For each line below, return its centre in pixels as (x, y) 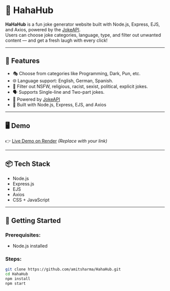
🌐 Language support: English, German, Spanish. (63, 81)
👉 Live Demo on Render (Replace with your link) (56, 141)
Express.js (23, 184)
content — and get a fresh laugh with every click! (56, 40)
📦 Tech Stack (28, 164)
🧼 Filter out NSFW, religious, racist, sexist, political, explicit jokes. (80, 86)
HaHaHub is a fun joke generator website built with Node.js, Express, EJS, (83, 24)
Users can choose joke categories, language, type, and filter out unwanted (83, 35)
